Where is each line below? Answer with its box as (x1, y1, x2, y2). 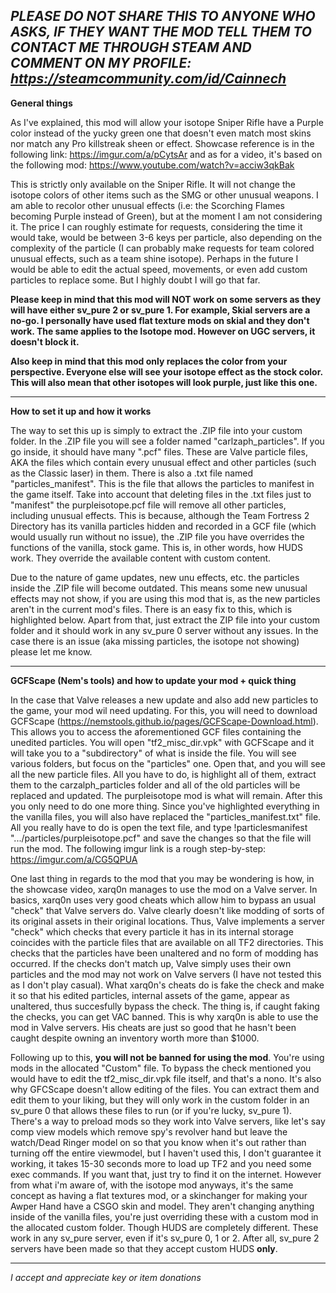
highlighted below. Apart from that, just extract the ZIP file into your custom (10, 614, 320, 626)
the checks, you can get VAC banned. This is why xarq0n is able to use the (10, 1010, 319, 1023)
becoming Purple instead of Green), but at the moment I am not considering (10, 210, 323, 222)
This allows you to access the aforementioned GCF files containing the (10, 725, 302, 738)
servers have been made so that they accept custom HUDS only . (10, 1242, 278, 1254)
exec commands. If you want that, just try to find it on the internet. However (10, 1168, 322, 1180)
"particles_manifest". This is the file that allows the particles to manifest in (10, 477, 315, 489)
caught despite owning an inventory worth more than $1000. (10, 1032, 260, 1044)
